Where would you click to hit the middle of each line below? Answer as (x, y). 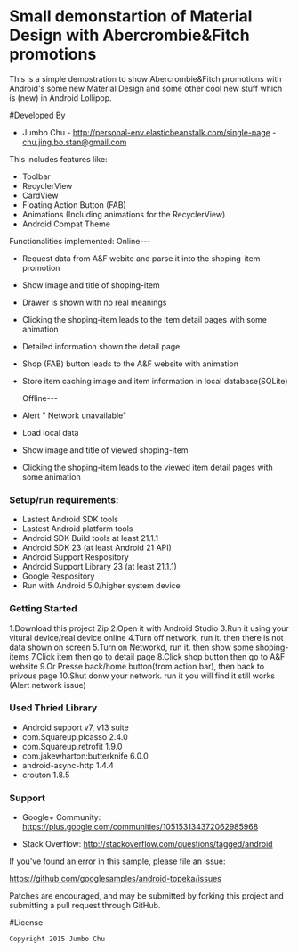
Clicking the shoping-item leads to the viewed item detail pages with (147, 467)
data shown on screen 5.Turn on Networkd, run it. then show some (131, 647)
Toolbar (36, 176)
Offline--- (40, 398)
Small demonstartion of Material (131, 16)
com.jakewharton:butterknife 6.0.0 (85, 756)
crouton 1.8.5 (46, 775)
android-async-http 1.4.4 (68, 765)
